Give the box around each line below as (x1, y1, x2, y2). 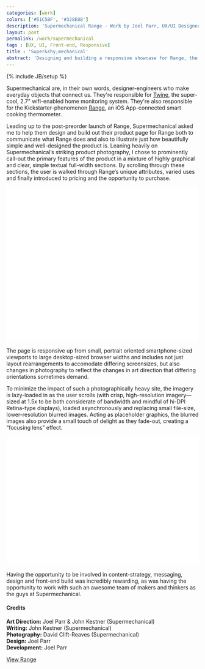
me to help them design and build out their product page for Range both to (6, 129, 193, 136)
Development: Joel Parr (6, 643, 67, 651)
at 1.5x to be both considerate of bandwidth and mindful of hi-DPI (21, 398, 186, 405)
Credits (6, 604, 26, 611)
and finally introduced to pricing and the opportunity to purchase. (6, 174, 171, 182)
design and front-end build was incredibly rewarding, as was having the (6, 577, 187, 585)
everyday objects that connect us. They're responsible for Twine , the (6, 91, 180, 98)
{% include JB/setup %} (6, 72, 67, 80)
